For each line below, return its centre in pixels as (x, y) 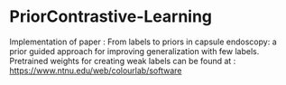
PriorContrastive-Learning (111, 17)
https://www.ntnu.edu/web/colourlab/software (96, 71)
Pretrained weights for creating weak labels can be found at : (123, 61)
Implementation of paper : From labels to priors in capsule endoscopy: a (143, 42)
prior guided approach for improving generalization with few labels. (134, 51)
